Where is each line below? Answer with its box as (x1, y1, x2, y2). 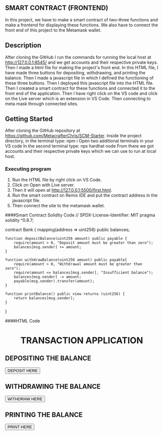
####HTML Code (5, 318, 40, 324)
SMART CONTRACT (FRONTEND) (5, 4, 109, 12)
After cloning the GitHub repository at (5, 127, 80, 133)
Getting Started (5, 115, 53, 123)
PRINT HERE (7, 424, 33, 430)
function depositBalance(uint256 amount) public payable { (5, 236, 127, 241)
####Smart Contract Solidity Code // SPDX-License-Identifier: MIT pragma (5, 212, 156, 218)
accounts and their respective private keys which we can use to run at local (5, 148, 157, 154)
